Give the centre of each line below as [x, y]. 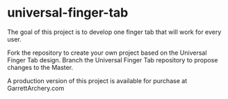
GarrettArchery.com [36, 88]
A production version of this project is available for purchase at [97, 80]
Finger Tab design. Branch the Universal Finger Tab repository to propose [113, 60]
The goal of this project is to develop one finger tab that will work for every [114, 32]
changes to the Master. [40, 67]
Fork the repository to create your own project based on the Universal [107, 53]
